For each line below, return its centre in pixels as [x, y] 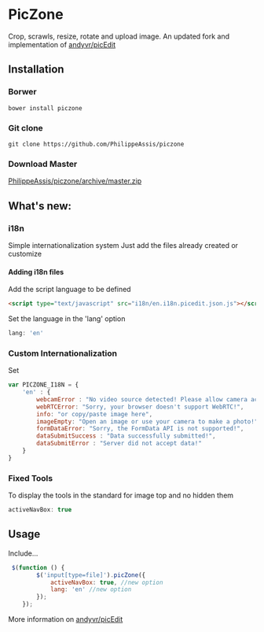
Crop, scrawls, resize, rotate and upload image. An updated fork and [119, 36]
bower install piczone [45, 108]
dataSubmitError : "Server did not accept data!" [119, 444]
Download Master [43, 164]
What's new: [40, 206]
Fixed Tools [31, 478]
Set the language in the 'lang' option [67, 318]
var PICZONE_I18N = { [44, 385]
